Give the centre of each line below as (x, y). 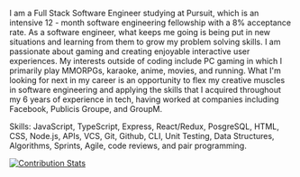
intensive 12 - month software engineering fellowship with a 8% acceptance (150, 23)
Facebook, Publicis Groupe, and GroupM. (86, 109)
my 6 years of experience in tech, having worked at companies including (144, 99)
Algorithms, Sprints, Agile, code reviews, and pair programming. (128, 145)
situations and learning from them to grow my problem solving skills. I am (145, 42)
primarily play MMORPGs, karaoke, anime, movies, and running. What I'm (145, 70)
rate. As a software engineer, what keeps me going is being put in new (140, 32)
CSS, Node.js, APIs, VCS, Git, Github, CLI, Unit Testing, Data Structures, (142, 136)
